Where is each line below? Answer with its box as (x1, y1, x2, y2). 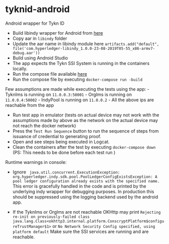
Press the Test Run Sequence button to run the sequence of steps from (12, 128, 159, 134)
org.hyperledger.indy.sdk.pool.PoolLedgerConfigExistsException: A (12, 174, 157, 179)
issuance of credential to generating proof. (12, 133, 102, 139)
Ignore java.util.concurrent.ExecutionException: (12, 169, 120, 175)
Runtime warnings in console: (5, 159, 67, 165)
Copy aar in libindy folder (12, 35, 67, 41)
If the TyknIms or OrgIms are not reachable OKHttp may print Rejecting (12, 209, 161, 215)
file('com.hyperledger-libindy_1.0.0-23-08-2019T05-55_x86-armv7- (12, 46, 155, 51)
